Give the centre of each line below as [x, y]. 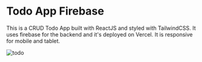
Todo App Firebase [55, 11]
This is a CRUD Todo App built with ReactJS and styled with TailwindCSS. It [101, 28]
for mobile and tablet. [33, 41]
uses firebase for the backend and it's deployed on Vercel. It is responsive [100, 34]
